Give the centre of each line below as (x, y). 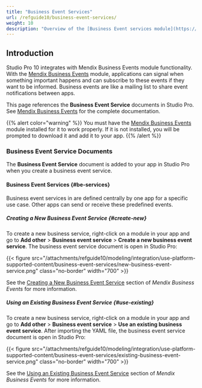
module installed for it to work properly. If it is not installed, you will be (93, 130)
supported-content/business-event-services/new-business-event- (89, 264)
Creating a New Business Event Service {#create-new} (77, 218)
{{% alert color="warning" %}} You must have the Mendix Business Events (99, 123)
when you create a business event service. (59, 171)
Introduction (30, 53)
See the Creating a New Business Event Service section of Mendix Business (100, 282)
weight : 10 (20, 23)
